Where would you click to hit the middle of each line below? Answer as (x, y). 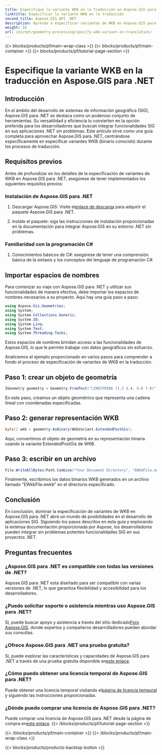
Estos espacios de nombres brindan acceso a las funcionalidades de (73, 342)
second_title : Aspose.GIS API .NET (41, 18)
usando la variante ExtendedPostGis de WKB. (50, 444)
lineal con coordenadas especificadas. (43, 403)
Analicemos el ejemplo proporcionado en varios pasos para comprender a (79, 357)
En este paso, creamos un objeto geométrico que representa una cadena (78, 398)
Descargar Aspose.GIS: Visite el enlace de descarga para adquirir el (79, 207)
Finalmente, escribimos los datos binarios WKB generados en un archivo (77, 479)
